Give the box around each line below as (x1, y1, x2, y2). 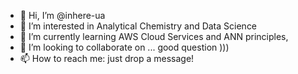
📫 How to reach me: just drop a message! (19, 53, 195, 64)
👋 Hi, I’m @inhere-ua (19, 10, 106, 21)
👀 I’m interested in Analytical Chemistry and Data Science (19, 20, 258, 32)
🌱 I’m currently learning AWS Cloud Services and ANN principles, (19, 31, 289, 42)
